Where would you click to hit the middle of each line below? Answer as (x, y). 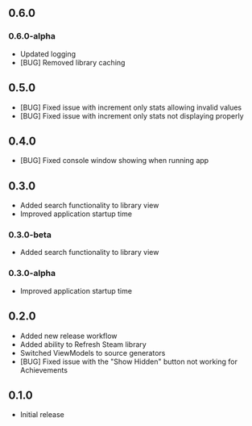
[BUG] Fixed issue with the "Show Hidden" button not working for (128, 361)
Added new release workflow (69, 336)
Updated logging (48, 54)
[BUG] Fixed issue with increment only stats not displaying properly (132, 115)
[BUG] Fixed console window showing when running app (114, 161)
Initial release (42, 415)
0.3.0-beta (30, 235)
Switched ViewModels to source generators (93, 353)
